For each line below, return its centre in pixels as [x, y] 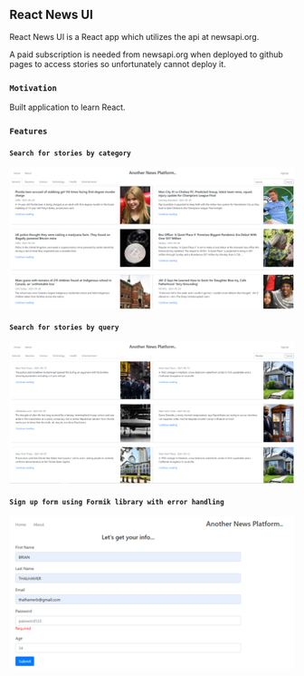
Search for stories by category [70, 153]
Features [28, 132]
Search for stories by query [64, 327]
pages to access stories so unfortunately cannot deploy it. [118, 64]
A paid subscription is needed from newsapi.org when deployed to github [146, 54]
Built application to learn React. [67, 107]
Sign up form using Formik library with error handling [117, 502]
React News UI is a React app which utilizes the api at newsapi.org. [134, 36]
